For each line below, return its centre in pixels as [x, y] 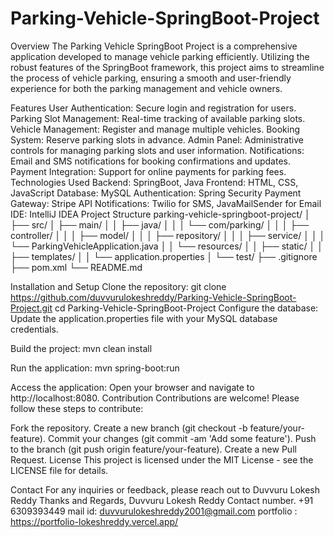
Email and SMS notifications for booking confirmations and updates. [150, 161]
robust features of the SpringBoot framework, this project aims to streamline [167, 67]
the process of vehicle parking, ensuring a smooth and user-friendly [151, 78]
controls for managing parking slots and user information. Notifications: [157, 150]
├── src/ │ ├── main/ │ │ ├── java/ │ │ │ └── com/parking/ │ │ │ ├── [160, 224]
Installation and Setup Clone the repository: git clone [118, 286]
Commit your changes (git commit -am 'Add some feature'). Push [182, 438]
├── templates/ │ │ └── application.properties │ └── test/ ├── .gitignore [164, 256]
